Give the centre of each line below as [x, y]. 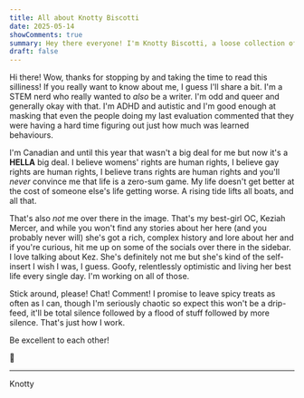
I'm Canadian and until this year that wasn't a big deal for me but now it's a [148, 153]
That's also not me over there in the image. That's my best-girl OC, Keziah [147, 218]
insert [20, 267]
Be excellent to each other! [60, 340]
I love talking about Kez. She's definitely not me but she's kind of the [137, 257]
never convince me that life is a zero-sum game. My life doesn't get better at [152, 181]
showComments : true [46, 34]
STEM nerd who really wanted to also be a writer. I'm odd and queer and [145, 97]
